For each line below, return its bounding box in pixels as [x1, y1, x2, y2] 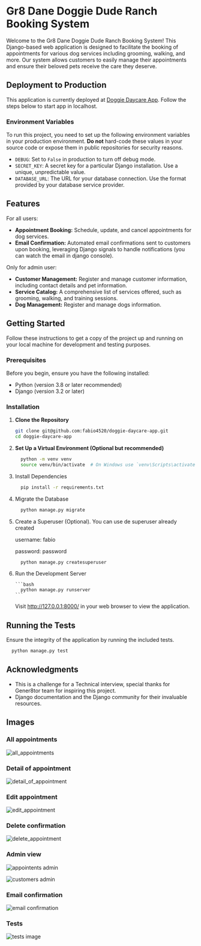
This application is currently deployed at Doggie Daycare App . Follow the [6, 96, 187, 103]
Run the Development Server [14, 570, 87, 577]
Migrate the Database [14, 495, 69, 503]
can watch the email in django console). [14, 252, 114, 259]
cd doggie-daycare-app [14, 434, 72, 440]
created [14, 524, 35, 531]
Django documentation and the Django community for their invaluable [14, 693, 187, 700]
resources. [14, 700, 42, 707]
